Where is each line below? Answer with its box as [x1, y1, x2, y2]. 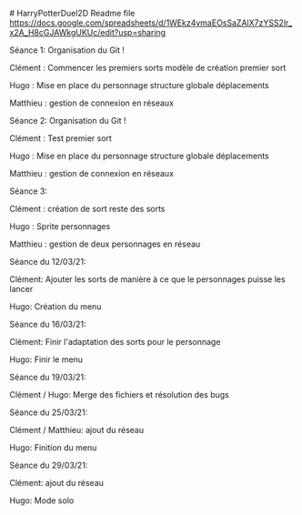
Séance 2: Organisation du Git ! [9, 116, 126, 126]
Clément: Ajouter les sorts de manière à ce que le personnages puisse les [9, 274, 286, 285]
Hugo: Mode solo [9, 495, 75, 506]
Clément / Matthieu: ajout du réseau [9, 425, 144, 435]
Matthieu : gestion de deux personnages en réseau [9, 238, 201, 249]
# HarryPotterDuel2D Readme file [9, 8, 136, 18]
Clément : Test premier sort [9, 133, 112, 144]
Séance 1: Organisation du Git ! [9, 45, 126, 56]
